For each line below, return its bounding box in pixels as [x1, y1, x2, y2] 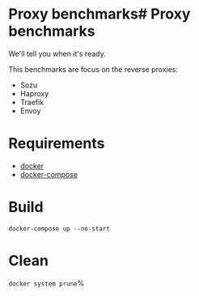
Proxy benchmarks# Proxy [8, 5, 191, 23]
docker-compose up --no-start [8, 224, 111, 233]
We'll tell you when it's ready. [8, 49, 107, 58]
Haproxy [19, 88, 49, 98]
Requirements [8, 134, 105, 153]
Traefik [19, 97, 44, 107]
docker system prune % [8, 278, 85, 288]
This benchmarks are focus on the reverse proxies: [8, 64, 179, 74]
